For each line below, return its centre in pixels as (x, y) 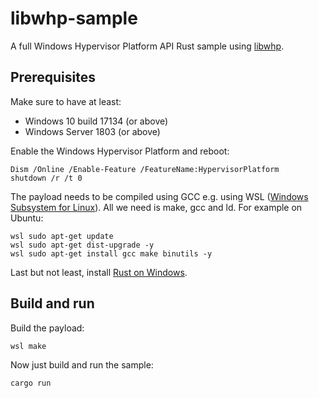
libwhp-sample (74, 18)
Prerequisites (53, 77)
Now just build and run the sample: (82, 364)
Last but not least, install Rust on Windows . (99, 272)
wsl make (28, 346)
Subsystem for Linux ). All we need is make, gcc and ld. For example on (156, 207)
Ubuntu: (27, 218)
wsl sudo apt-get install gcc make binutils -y (111, 253)
